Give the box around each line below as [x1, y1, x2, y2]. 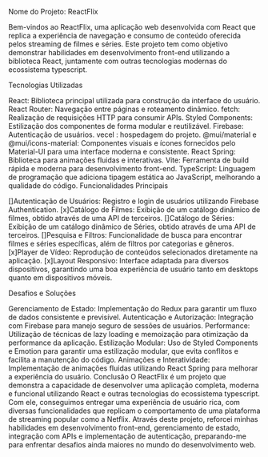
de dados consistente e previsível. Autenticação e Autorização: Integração [8, 312, 254, 322]
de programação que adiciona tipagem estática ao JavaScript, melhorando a [8, 172, 261, 182]
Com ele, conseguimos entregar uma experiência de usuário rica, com [8, 398, 240, 407]
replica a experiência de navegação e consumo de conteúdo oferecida [8, 31, 242, 40]
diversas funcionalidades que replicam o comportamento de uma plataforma [8, 406, 261, 415]
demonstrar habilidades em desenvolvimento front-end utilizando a [8, 48, 230, 57]
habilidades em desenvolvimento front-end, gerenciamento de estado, [8, 423, 241, 432]
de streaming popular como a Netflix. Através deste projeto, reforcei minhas [8, 415, 258, 423]
